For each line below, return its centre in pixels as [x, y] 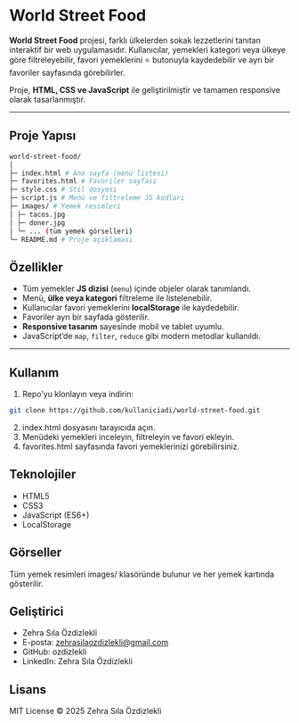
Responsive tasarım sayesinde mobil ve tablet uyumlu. [123, 327]
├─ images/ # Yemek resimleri [65, 206]
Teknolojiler [43, 474]
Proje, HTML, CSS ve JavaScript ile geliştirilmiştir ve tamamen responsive [145, 89]
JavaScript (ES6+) [56, 515]
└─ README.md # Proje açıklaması [71, 239]
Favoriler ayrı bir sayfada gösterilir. [85, 317]
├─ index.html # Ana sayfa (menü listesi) [89, 173]
